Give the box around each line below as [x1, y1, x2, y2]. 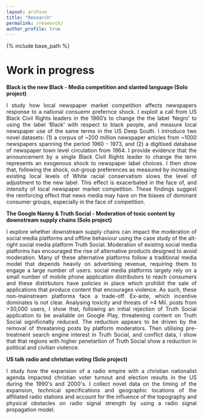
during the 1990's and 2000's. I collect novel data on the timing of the [6, 380, 197, 388]
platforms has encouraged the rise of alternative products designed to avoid [6, 248, 197, 255]
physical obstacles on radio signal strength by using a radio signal [6, 400, 197, 407]
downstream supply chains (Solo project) [6, 216, 112, 224]
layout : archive [6, 8, 47, 15]
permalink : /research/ [6, 20, 63, 26]
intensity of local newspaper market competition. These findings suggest [6, 185, 197, 193]
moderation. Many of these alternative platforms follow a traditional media [6, 254, 197, 261]
